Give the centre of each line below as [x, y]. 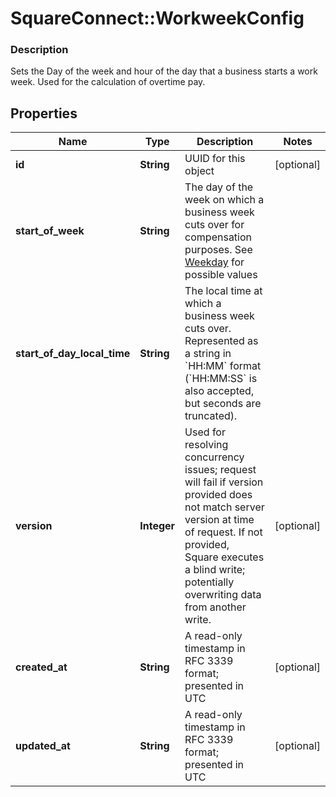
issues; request [220, 470]
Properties [44, 113]
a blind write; [215, 570]
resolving [206, 445]
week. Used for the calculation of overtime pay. [108, 82]
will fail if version [224, 482]
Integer [157, 526]
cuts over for [214, 225]
